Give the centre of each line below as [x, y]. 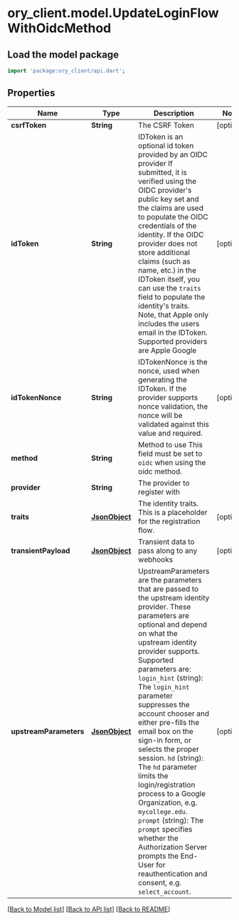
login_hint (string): [171, 678]
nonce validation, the [173, 406]
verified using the [168, 181]
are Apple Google [168, 350]
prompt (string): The [171, 820]
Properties [31, 93]
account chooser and [174, 713]
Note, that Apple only [174, 315]
